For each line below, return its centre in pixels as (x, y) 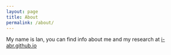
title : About (22, 17)
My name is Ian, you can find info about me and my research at (83, 40)
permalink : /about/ (30, 22)
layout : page (22, 12)
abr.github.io (22, 46)
